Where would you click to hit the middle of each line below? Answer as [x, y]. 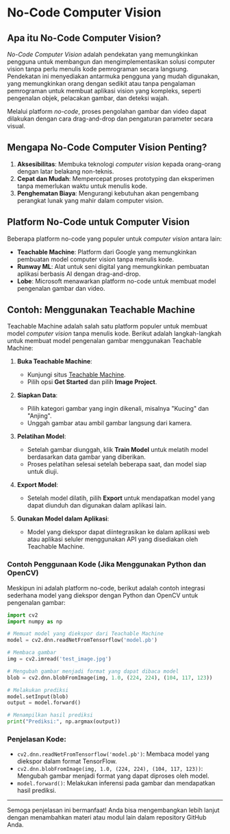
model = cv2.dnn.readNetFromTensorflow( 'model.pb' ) [82, 640]
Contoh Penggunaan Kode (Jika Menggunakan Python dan [107, 564]
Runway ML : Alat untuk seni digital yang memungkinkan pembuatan [113, 266]
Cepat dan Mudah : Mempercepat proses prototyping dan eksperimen [115, 178]
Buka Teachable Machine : [54, 361]
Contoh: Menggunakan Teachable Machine [101, 310]
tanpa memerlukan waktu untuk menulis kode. [82, 186]
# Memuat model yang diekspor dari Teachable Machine [86, 634]
